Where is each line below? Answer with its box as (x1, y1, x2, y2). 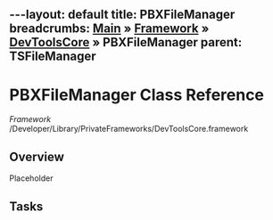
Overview (9, 149, 65, 164)
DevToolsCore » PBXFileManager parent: (9, 35, 243, 50)
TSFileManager (9, 49, 96, 64)
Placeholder (9, 173, 54, 183)
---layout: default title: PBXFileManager (9, 7, 236, 22)
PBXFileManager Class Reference (9, 85, 265, 105)
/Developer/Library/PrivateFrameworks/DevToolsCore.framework (9, 124, 249, 134)
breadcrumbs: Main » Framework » (9, 21, 210, 37)
